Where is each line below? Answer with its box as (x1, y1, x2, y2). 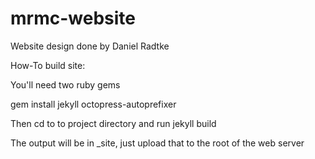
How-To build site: (10, 59, 86, 71)
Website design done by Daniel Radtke (10, 40, 170, 52)
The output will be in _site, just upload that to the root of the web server (10, 137, 305, 149)
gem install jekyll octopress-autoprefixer (10, 98, 177, 110)
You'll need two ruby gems (10, 78, 121, 91)
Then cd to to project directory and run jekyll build (10, 117, 217, 129)
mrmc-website (10, 7, 136, 30)
